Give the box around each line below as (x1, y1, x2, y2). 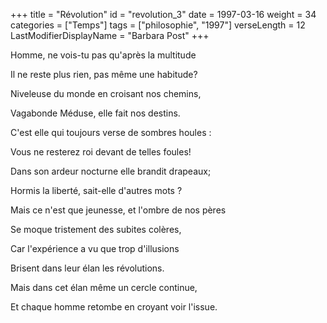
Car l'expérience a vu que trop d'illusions (10, 243, 180, 254)
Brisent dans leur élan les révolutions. (10, 262, 165, 274)
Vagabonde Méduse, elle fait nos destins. (10, 107, 181, 119)
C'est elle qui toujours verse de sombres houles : (10, 127, 212, 138)
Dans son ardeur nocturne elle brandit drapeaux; (10, 165, 212, 177)
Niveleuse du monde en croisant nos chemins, (10, 88, 202, 99)
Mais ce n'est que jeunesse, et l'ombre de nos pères (10, 204, 227, 216)
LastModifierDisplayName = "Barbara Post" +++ (10, 30, 210, 41)
